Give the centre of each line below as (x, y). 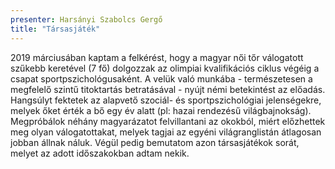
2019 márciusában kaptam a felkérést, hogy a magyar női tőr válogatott (157, 57)
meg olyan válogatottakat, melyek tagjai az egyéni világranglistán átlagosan (166, 132)
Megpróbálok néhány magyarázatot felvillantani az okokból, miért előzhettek (168, 121)
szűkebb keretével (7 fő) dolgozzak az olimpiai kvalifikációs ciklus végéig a (165, 68)
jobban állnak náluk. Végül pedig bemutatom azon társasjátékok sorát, (155, 142)
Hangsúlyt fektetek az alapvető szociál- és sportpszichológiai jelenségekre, (166, 100)
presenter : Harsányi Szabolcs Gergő (86, 19)
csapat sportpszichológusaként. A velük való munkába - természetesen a (161, 78)
